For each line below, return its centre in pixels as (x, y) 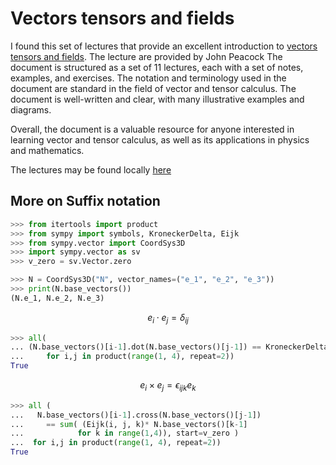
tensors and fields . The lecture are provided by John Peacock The (146, 56)
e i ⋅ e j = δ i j (168, 318)
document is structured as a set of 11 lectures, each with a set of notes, (157, 67)
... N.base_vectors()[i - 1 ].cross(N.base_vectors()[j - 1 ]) (136, 415)
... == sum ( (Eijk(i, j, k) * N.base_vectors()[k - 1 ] (129, 424)
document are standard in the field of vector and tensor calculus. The (153, 88)
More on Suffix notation (85, 201)
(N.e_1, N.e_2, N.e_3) (57, 298)
